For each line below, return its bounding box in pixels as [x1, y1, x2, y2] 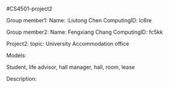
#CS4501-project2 [6, 5, 53, 12]
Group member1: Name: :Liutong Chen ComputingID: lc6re [6, 17, 152, 24]
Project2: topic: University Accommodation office [6, 40, 130, 47]
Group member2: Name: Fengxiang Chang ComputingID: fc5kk [6, 28, 164, 36]
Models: [6, 52, 27, 59]
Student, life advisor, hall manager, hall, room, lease [6, 63, 135, 71]
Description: [6, 75, 37, 82]
